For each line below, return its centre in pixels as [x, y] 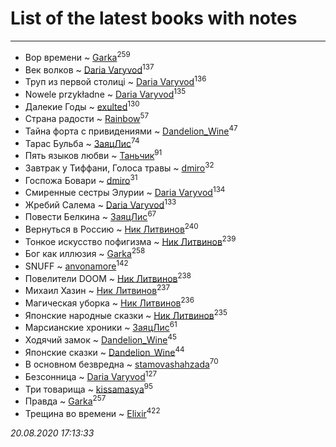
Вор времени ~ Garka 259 [77, 56]
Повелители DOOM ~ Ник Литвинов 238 [108, 277]
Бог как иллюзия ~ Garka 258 [85, 253]
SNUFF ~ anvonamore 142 [76, 265]
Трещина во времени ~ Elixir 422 [92, 412]
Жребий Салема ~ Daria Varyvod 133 [100, 204]
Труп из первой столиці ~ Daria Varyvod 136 [115, 80]
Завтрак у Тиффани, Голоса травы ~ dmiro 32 [119, 167]
